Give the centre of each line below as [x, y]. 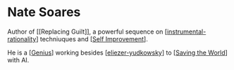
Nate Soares [44, 12]
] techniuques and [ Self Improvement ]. [92, 38]
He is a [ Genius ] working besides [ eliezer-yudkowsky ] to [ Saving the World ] [117, 52]
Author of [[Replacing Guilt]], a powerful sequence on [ [87, 31]
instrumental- [186, 31]
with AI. [18, 59]
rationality [22, 38]
